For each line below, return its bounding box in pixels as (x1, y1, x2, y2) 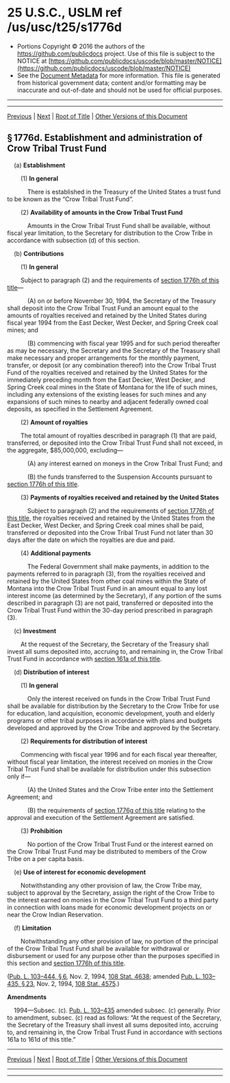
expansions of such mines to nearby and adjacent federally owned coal (7, 397, 209, 406)
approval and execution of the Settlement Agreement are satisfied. (7, 813, 195, 821)
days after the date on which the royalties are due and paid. (7, 536, 175, 544)
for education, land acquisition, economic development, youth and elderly (7, 709, 215, 717)
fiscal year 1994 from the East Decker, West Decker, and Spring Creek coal (7, 318, 218, 327)
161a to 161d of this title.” (7, 1035, 76, 1043)
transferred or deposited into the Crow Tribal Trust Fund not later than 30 (7, 528, 214, 536)
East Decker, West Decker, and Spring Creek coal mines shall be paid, (7, 521, 204, 529)
